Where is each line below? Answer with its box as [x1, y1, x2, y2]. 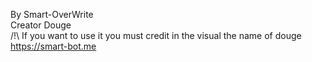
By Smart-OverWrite [10, 9, 94, 20]
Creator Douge [10, 19, 72, 31]
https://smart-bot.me [10, 40, 97, 52]
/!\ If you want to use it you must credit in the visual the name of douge [10, 30, 302, 41]
